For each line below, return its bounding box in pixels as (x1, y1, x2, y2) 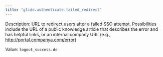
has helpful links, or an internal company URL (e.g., (5, 31, 111, 37)
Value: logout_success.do (5, 46, 58, 52)
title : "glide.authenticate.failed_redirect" (5, 7, 102, 12)
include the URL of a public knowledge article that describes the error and (5, 26, 158, 32)
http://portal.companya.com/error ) (5, 37, 77, 43)
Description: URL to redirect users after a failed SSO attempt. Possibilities (5, 21, 157, 27)
